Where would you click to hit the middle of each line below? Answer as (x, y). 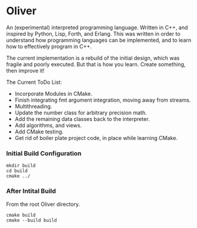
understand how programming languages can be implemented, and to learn (99, 40)
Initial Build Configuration (44, 153)
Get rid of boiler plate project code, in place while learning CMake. (96, 138)
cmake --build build (32, 220)
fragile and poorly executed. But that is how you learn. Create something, (96, 64)
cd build (17, 171)
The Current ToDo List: (34, 82)
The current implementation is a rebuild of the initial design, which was (93, 58)
